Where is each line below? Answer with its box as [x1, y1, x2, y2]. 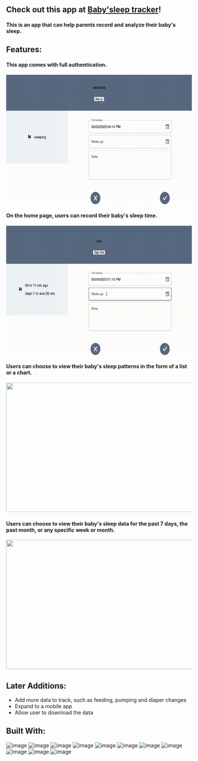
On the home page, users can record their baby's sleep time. [6, 212, 158, 219]
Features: [6, 44, 42, 55]
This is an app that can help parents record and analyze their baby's [6, 21, 176, 28]
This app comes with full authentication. [6, 61, 107, 68]
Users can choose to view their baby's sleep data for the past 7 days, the [6, 520, 188, 527]
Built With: [6, 726, 46, 736]
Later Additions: [6, 681, 67, 691]
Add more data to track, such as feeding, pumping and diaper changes [14, 697, 187, 703]
